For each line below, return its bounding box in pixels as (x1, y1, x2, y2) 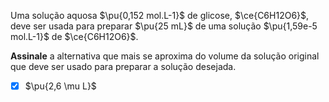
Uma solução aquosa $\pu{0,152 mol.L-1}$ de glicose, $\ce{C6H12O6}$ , (10, 10, 310, 21)
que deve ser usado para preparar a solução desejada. (10, 61, 237, 72)
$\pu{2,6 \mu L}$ (24, 80, 97, 92)
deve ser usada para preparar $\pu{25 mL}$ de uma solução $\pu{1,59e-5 (10, 20, 318, 32)
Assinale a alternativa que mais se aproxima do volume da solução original (10, 50, 320, 62)
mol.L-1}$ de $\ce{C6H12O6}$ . (10, 31, 139, 42)
